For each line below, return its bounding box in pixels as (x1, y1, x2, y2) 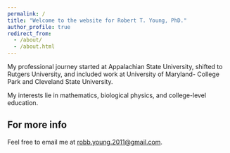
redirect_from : (7, 30, 52, 37)
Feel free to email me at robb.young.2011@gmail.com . (7, 137, 163, 146)
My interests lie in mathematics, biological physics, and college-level (7, 91, 206, 99)
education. (7, 99, 39, 106)
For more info (7, 119, 68, 131)
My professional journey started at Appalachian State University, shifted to (7, 63, 223, 71)
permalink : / (7, 10, 46, 18)
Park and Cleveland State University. (7, 78, 113, 85)
